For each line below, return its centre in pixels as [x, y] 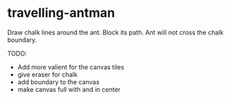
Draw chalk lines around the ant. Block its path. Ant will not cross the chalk [115, 32]
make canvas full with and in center [69, 89]
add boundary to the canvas [58, 81]
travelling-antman [61, 13]
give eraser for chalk [48, 74]
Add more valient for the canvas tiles [71, 67]
